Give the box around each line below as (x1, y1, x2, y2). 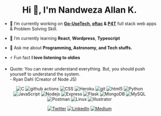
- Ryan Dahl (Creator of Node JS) (9, 76, 77, 82)
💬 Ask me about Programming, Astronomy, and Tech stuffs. (9, 45, 133, 50)
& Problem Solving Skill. (9, 25, 58, 31)
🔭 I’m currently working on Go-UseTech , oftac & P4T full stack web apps (9, 21, 157, 26)
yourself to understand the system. (9, 71, 80, 77)
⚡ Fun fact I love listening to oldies (9, 54, 80, 60)
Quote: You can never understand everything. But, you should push (9, 66, 145, 71)
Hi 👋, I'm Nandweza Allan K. (22, 4, 137, 16)
